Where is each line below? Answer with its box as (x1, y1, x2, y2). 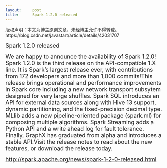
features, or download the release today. (5, 145, 113, 152)
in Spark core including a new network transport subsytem (5, 86, 161, 93)
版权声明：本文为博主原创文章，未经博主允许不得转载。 (5, 26, 119, 33)
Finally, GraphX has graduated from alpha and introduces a (5, 131, 162, 139)
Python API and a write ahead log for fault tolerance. (5, 125, 144, 132)
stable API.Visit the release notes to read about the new (5, 138, 153, 145)
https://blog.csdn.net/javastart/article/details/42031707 (5, 32, 119, 38)
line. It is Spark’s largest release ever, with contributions (5, 66, 153, 73)
